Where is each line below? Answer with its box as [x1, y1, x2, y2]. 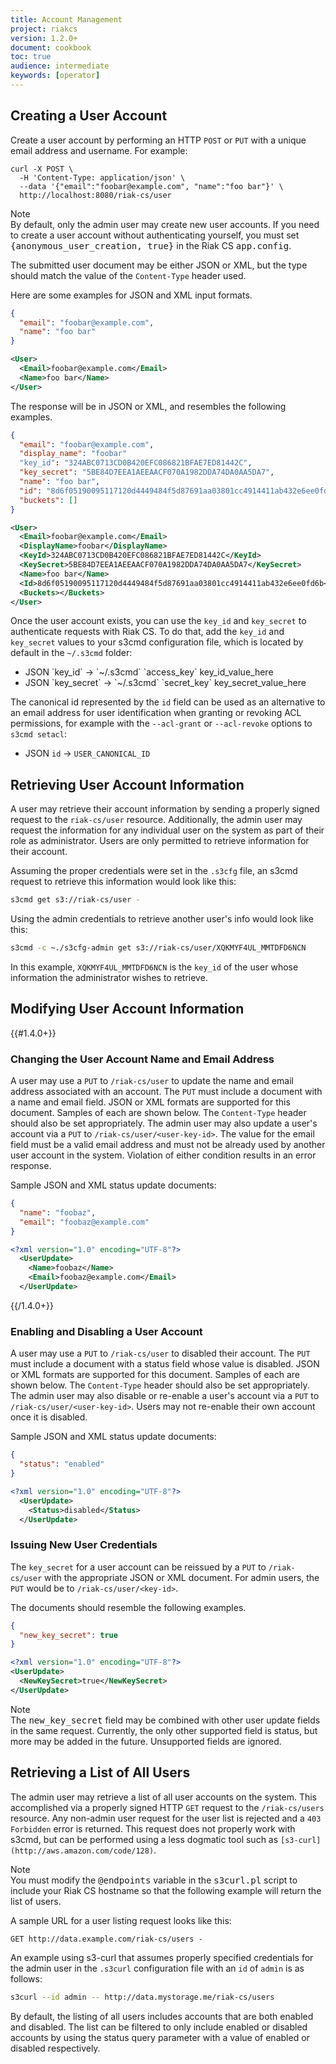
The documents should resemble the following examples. [10, 1601, 247, 1613]
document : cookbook [10, 42, 92, 53]
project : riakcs [10, 24, 78, 34]
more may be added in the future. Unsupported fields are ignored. [10, 1735, 282, 1747]
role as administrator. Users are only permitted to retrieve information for [10, 835, 310, 847]
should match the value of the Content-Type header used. [10, 269, 247, 281]
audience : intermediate [10, 61, 110, 71]
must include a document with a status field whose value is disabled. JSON [10, 1358, 320, 1370]
